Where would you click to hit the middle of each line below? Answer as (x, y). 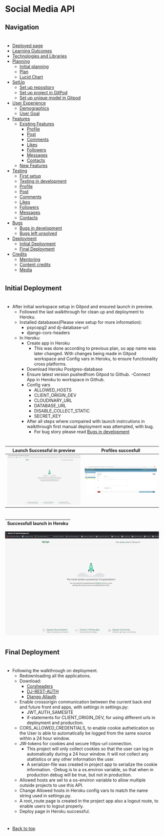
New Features (33, 165)
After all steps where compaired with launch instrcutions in (86, 421)
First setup (30, 176)
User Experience (29, 103)
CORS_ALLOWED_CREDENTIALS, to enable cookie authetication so (87, 728)
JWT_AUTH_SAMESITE (50, 712)
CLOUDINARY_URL (53, 400)
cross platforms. (50, 364)
